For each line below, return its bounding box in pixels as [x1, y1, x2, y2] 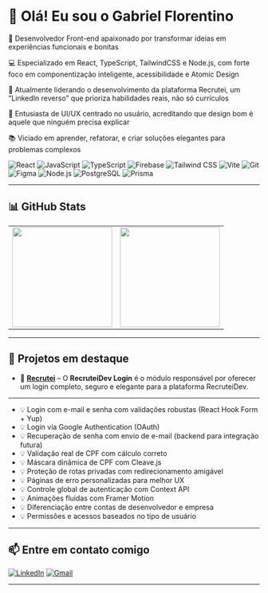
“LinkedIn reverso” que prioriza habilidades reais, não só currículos [8, 93, 229, 103]
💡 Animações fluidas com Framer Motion [19, 493, 154, 503]
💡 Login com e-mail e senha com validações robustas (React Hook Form [19, 404, 258, 414]
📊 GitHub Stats [8, 200, 86, 214]
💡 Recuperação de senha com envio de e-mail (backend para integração [19, 430, 259, 441]
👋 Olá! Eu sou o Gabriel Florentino [8, 7, 234, 26]
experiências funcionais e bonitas [8, 41, 120, 51]
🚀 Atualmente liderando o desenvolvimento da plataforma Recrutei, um [8, 84, 241, 94]
